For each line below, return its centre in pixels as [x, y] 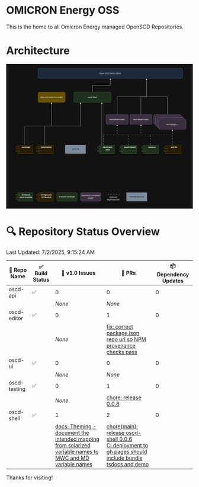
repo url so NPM [126, 339]
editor [16, 319]
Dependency [173, 274]
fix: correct [120, 326]
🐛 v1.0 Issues [78, 273]
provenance [121, 345]
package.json [123, 333]
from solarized [73, 445]
